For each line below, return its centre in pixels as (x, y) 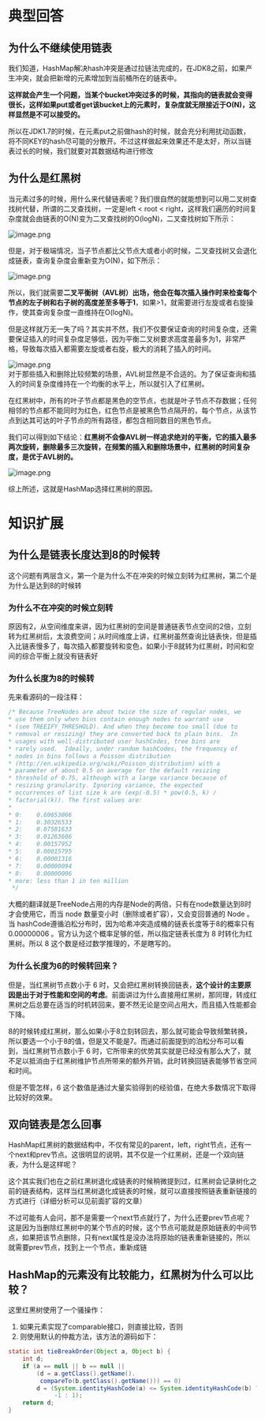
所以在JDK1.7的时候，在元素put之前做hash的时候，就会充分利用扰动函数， (129, 131)
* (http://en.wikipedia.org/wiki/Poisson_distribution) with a (114, 763)
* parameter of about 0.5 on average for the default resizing (114, 771)
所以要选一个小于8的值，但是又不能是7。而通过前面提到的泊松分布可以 (123, 1041)
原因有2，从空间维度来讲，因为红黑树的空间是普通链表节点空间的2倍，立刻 (130, 626)
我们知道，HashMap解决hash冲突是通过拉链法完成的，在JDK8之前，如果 (127, 68)
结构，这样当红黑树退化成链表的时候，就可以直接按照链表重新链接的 (146, 1191)
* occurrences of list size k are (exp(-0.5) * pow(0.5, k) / (112, 793)
